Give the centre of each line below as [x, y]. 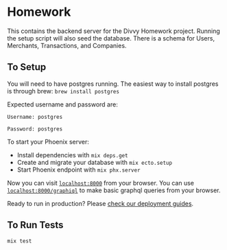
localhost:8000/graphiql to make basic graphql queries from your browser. [114, 190]
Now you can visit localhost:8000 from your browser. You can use [100, 183]
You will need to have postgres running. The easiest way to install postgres [113, 84]
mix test [20, 241]
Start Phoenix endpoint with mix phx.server [79, 170]
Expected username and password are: [62, 104]
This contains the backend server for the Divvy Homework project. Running [114, 31]
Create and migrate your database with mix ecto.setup [95, 162]
